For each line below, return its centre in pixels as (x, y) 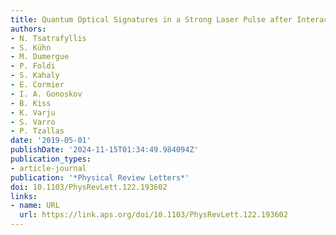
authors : (28, 29)
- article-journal (48, 168)
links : (24, 196)
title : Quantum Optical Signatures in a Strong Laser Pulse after (151, 19)
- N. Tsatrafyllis (48, 38)
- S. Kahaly (35, 76)
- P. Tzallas (37, 131)
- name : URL (35, 206)
